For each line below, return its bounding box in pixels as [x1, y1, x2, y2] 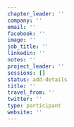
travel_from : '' [7, 89, 55, 96]
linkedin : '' [7, 50, 46, 57]
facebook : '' [7, 30, 46, 37]
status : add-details [7, 75, 68, 83]
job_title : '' [7, 43, 49, 50]
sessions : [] [7, 69, 46, 76]
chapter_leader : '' [7, 10, 65, 18]
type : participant [7, 102, 61, 109]
